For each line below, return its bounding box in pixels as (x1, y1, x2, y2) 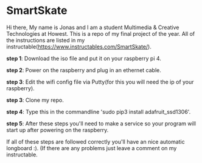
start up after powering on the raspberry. (6, 126, 109, 133)
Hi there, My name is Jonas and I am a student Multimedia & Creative (6, 24, 179, 31)
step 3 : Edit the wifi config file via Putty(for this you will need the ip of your (6, 78, 194, 85)
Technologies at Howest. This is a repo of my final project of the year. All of (6, 30, 195, 37)
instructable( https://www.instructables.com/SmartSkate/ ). (6, 43, 152, 50)
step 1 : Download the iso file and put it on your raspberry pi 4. (6, 55, 161, 62)
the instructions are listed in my (6, 36, 85, 44)
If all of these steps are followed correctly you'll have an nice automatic (6, 138, 185, 145)
